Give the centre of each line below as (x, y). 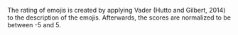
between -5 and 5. (34, 25)
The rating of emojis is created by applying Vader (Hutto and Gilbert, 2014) (117, 10)
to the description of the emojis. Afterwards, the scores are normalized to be (119, 17)
